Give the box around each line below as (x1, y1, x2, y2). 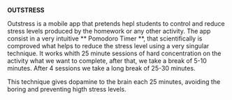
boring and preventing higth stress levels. (7, 85, 127, 93)
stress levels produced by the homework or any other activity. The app (7, 27, 211, 35)
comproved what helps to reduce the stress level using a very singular (7, 42, 210, 50)
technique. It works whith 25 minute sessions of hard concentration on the (7, 49, 222, 57)
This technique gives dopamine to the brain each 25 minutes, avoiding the (7, 78, 221, 86)
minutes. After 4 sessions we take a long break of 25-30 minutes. (7, 64, 196, 72)
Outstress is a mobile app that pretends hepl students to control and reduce (7, 20, 225, 27)
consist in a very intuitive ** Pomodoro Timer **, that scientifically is (7, 34, 203, 43)
